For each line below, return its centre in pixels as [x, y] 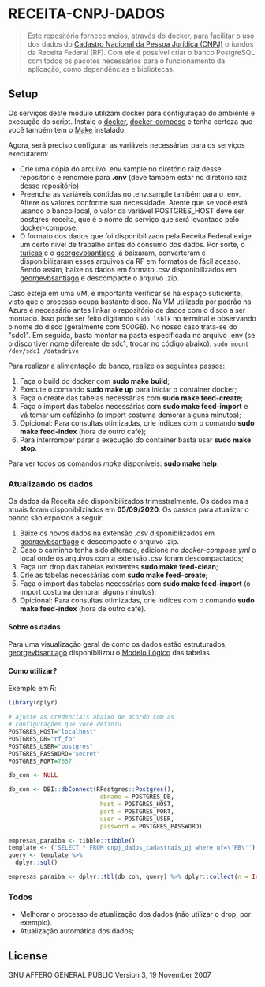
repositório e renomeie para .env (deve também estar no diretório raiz [133, 177]
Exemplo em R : [32, 689]
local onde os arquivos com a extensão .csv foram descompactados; [132, 558]
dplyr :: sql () [37, 863]
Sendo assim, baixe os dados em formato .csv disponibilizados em [128, 269]
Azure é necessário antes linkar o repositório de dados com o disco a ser [127, 310]
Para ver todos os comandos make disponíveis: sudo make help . [114, 463]
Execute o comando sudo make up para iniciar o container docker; [128, 389]
